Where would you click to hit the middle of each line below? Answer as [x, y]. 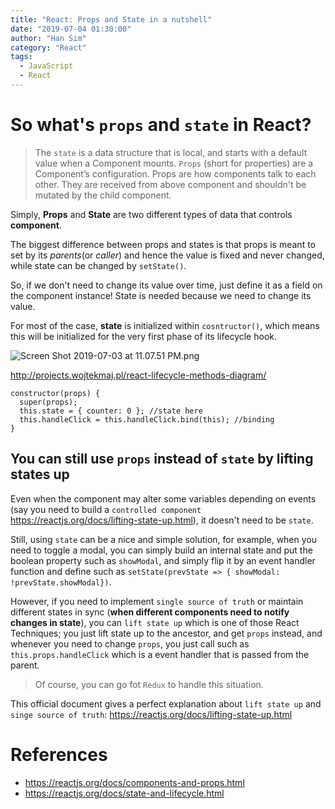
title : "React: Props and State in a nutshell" [111, 19]
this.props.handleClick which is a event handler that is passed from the [160, 654]
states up [40, 474]
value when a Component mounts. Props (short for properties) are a [174, 163]
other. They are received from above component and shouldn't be [170, 184]
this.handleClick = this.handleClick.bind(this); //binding [147, 419]
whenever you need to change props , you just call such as [130, 643]
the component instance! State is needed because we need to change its [161, 295]
